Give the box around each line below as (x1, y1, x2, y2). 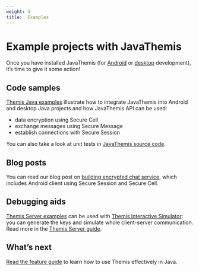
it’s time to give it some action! (6, 66, 81, 73)
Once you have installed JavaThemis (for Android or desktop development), (6, 59, 191, 66)
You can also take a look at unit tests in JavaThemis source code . (6, 141, 166, 148)
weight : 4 (6, 8, 31, 15)
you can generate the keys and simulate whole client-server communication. (6, 219, 194, 226)
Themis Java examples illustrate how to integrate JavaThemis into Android (6, 98, 188, 106)
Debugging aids (6, 197, 67, 207)
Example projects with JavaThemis (6, 40, 182, 53)
